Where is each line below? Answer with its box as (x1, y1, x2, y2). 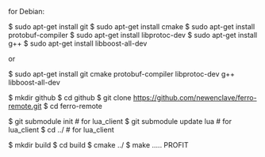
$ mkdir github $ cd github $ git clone (8, 93, 132, 102)
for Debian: (8, 7, 45, 16)
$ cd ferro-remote (43, 102, 103, 110)
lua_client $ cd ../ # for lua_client (8, 125, 115, 134)
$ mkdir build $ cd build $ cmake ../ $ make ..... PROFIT (8, 140, 189, 149)
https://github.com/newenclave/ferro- (132, 93, 257, 102)
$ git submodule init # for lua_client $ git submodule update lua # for (8, 117, 232, 125)
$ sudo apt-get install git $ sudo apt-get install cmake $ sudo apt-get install (8, 22, 255, 31)
